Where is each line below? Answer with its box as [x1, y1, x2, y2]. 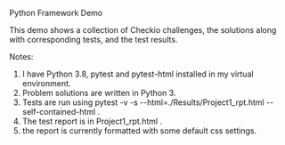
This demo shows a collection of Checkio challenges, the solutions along [9, 25, 277, 35]
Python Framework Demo [9, 8, 103, 18]
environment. [21, 78, 71, 88]
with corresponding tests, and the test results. [9, 35, 178, 44]
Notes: [9, 52, 34, 61]
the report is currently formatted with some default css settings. [21, 125, 257, 136]
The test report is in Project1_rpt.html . [21, 116, 163, 126]
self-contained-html [21, 107, 96, 117]
